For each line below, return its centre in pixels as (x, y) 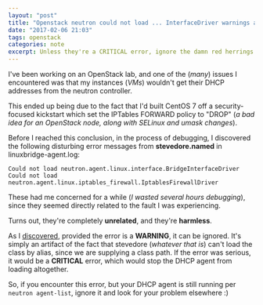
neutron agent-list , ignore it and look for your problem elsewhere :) (119, 292)
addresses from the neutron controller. (70, 91)
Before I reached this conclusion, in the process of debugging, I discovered (130, 138)
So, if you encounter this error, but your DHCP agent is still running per (122, 284)
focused (22, 114)
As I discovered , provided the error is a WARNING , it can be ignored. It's (124, 236)
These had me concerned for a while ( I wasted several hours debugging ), (127, 197)
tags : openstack (34, 37)
